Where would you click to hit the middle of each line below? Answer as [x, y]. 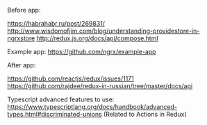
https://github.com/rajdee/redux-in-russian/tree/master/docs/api [100, 86]
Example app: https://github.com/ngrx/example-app [82, 52]
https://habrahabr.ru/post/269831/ [56, 23]
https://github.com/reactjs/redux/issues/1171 [71, 78]
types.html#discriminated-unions [55, 114]
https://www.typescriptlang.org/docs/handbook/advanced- [92, 107]
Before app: [24, 10]
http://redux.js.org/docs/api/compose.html [97, 38]
